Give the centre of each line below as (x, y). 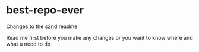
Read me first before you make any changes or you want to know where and (99, 37)
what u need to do (29, 44)
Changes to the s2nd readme (42, 26)
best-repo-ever (45, 10)
